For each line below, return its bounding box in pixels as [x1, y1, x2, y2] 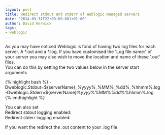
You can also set [5, 104, 39, 110]
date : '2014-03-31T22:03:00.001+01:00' [5, 16, 87, 21]
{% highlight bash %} [5, 79, 49, 85]
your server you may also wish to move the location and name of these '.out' [5, 54, 160, 59]
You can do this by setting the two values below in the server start [5, 64, 139, 70]
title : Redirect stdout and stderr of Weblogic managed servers [5, 12, 140, 17]
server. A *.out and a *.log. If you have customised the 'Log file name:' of [5, 49, 152, 54]
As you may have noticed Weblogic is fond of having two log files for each [5, 44, 156, 49]
